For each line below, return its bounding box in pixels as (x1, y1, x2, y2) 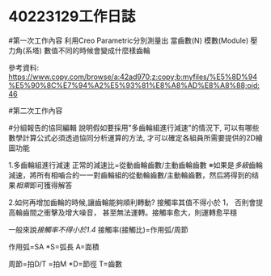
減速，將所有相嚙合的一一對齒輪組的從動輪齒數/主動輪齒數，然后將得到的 (8, 170, 252, 180)
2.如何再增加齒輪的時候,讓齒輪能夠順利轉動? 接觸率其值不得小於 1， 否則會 (8, 197, 256, 207)
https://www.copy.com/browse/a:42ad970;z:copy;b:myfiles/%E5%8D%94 (8, 72, 257, 82)
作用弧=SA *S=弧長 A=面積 (8, 241, 100, 251)
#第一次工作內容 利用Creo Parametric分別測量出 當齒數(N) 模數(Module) (8, 36, 249, 45)
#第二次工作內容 (8, 106, 63, 115)
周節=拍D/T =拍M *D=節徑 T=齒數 (8, 259, 123, 269)
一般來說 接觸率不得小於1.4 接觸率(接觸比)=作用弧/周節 (8, 224, 188, 234)
